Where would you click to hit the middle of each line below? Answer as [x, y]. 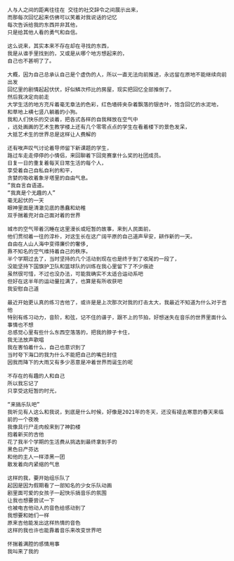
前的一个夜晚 [23, 420]
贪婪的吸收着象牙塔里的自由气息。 [49, 178]
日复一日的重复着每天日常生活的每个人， [57, 163]
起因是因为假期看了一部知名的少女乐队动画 [60, 486]
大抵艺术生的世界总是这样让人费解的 [52, 134]
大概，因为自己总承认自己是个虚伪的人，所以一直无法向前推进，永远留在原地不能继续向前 [117, 75]
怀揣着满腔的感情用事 [33, 544]
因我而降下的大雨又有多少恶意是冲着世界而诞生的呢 [70, 363]
